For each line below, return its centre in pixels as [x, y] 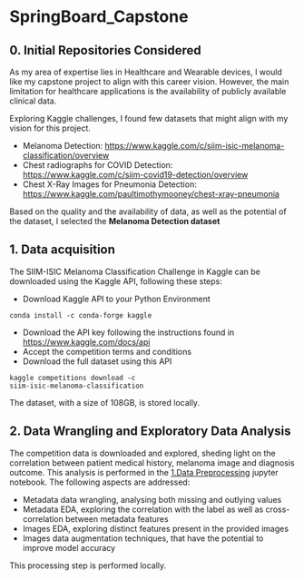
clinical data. [33, 101]
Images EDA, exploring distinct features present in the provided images [155, 528]
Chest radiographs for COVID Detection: [98, 165]
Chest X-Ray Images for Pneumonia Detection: [109, 184]
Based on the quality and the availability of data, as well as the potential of [148, 211]
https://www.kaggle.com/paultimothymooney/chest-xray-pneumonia [151, 194]
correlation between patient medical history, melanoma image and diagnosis [152, 462]
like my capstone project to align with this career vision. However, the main [149, 82]
